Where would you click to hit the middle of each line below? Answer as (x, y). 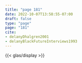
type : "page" (18, 23)
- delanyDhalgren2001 (27, 37)
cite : (10, 32)
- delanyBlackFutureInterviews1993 (41, 42)
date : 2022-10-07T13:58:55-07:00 (39, 14)
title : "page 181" (24, 10)
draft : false (18, 19)
